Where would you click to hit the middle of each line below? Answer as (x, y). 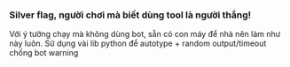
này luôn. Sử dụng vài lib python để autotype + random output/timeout (138, 43)
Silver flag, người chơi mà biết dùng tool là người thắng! (130, 15)
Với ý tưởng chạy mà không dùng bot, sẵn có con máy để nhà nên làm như (145, 34)
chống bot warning (44, 53)
